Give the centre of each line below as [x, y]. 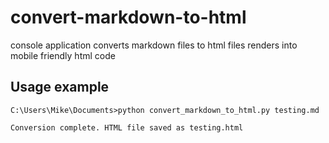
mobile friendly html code [63, 55]
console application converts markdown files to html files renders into [154, 45]
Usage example [60, 87]
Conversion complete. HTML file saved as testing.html [127, 127]
